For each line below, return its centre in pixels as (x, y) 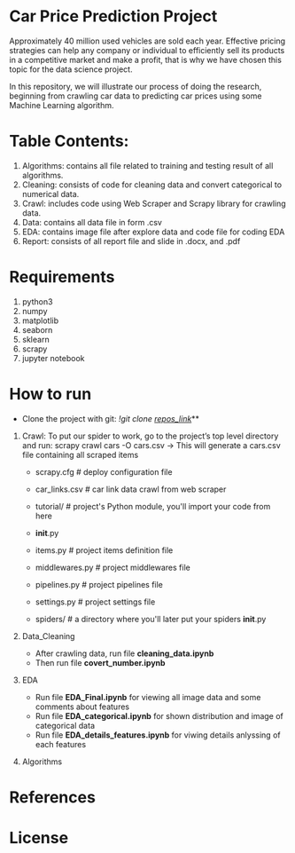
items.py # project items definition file (104, 550)
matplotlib (40, 320)
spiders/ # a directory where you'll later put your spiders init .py (151, 619)
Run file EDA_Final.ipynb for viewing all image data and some (148, 697)
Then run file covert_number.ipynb (100, 662)
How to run (50, 394)
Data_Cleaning (48, 636)
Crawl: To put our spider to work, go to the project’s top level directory (150, 436)
